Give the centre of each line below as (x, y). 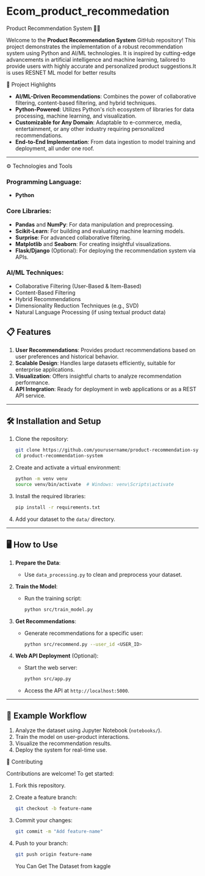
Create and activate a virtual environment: (68, 468)
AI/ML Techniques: (35, 272)
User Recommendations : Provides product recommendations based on (106, 350)
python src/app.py (48, 679)
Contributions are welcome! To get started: (60, 774)
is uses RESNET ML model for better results (61, 72)
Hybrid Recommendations (48, 299)
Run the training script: (53, 598)
